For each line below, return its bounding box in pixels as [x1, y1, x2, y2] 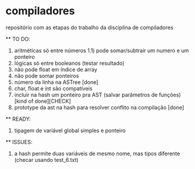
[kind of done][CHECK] [14, 97, 71, 105]
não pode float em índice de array [14, 65, 97, 73]
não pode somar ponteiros [14, 72, 80, 79]
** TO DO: [5, 35, 31, 42]
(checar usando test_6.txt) [14, 156, 78, 163]
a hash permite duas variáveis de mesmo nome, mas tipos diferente [14, 150, 181, 157]
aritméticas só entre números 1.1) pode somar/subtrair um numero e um [14, 46, 190, 54]
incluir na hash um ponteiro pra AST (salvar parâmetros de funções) [14, 91, 181, 98]
